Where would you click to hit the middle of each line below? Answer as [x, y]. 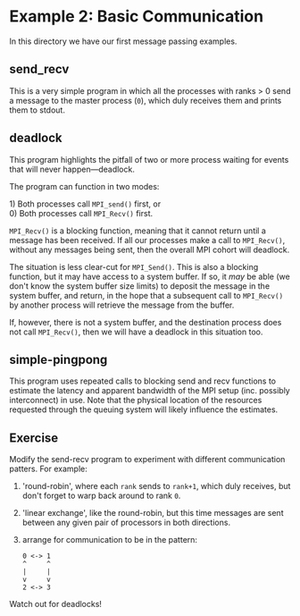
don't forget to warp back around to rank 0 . [101, 496]
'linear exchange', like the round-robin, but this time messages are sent [153, 513]
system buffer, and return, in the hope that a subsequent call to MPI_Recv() [146, 295]
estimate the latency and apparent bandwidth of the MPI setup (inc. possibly [150, 391]
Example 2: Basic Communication [137, 17]
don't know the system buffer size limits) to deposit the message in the [140, 286]
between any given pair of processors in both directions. [126, 523]
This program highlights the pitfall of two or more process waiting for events [149, 159]
